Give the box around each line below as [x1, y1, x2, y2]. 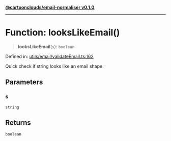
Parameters [5, 78, 43, 87]
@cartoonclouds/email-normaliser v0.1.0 [5, 5, 95, 10]
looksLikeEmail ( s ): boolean [17, 43, 75, 50]
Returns [5, 119, 32, 127]
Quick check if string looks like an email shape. [5, 63, 104, 69]
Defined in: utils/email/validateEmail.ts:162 [5, 53, 94, 59]
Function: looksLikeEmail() [5, 27, 120, 39]
